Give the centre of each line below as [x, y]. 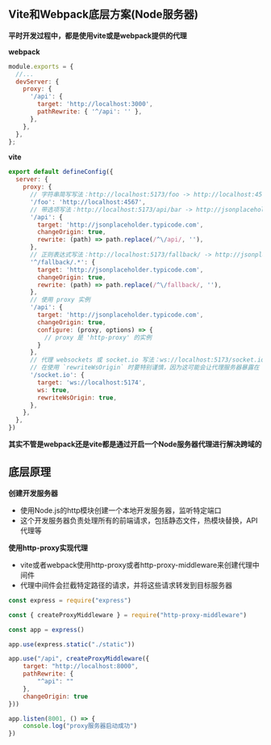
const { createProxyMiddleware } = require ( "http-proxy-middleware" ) [128, 615]
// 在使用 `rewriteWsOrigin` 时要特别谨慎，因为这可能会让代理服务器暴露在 [144, 368]
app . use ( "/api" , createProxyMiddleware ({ [79, 659]
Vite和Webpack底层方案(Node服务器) [104, 15]
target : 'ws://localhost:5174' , [92, 383]
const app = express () [46, 629]
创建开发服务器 [33, 493]
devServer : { [38, 82]
